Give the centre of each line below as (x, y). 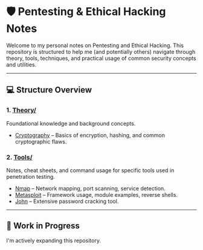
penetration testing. (31, 176)
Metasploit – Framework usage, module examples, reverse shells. (96, 194)
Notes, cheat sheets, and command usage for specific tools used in (90, 170)
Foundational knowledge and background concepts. (71, 123)
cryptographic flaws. (41, 141)
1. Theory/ (21, 111)
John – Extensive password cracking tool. (67, 201)
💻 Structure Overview (49, 90)
